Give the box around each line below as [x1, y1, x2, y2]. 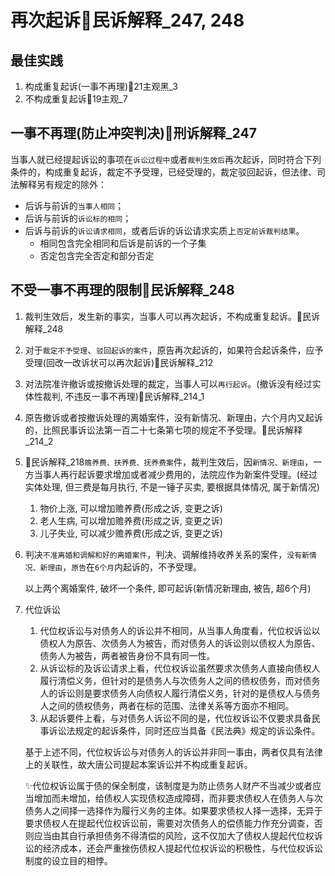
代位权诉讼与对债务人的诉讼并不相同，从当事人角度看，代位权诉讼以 [39, 624, 321, 636]
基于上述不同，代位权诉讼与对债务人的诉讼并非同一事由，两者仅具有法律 [24, 746, 323, 758]
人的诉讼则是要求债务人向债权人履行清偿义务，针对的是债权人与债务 [39, 687, 321, 699]
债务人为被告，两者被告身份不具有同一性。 [39, 649, 216, 661]
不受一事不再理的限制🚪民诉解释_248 [10, 282, 235, 299]
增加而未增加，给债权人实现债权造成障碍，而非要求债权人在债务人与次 [33, 792, 323, 804]
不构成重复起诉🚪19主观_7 [24, 93, 128, 105]
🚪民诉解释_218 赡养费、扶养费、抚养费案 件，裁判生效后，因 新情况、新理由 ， [24, 456, 314, 468]
